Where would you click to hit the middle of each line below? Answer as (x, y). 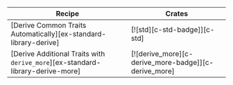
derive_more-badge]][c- (172, 63)
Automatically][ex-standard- (58, 34)
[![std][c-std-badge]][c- (173, 29)
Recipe (68, 13)
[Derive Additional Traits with (58, 54)
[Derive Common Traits (49, 25)
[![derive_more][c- (162, 54)
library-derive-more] (46, 71)
